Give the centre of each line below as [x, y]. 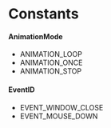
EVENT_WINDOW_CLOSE [61, 107]
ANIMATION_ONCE [51, 63]
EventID [22, 90]
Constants [44, 14]
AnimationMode [36, 36]
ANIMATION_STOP [51, 71]
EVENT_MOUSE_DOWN [59, 116]
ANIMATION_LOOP [51, 54]
